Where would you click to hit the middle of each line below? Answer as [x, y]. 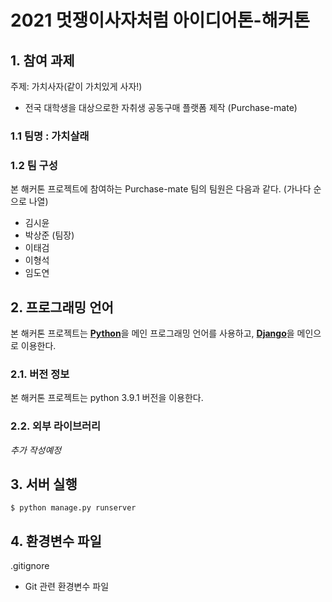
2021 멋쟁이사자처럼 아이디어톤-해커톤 [160, 20]
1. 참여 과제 [42, 60]
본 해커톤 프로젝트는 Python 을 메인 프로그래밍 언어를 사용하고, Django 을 [152, 333]
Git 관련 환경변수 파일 [67, 587]
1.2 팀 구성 [34, 165]
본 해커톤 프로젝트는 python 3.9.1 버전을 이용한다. [107, 398]
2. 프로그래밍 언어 [62, 307]
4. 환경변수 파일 [56, 541]
